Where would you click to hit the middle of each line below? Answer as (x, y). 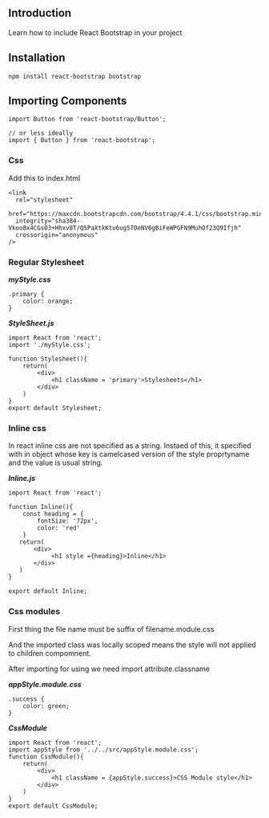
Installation (37, 58)
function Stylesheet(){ (48, 359)
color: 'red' (59, 528)
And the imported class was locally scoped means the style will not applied (132, 645)
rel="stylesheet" (44, 200)
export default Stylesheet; (55, 409)
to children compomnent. (50, 653)
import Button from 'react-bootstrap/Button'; (87, 120)
